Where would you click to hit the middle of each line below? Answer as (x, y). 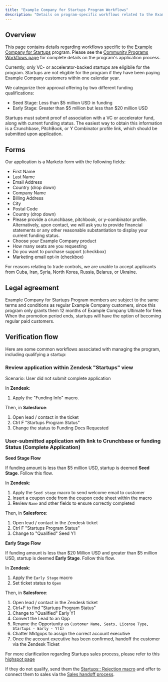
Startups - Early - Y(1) (38, 629)
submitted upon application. (34, 134)
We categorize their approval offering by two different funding (69, 88)
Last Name (23, 177)
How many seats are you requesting (49, 246)
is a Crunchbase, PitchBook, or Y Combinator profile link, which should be (81, 129)
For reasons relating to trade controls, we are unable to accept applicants (81, 267)
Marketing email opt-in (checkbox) (48, 257)
